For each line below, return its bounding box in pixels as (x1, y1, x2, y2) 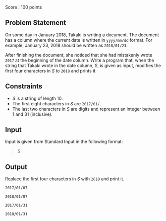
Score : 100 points (5, 4, 42, 10)
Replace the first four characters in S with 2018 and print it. (5, 176, 125, 182)
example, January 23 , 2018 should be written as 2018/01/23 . (5, 42, 128, 48)
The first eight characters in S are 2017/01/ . (12, 100, 102, 106)
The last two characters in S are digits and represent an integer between (12, 106, 160, 112)
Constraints (5, 82, 43, 91)
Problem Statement (5, 18, 66, 27)
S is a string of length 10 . (12, 95, 63, 101)
